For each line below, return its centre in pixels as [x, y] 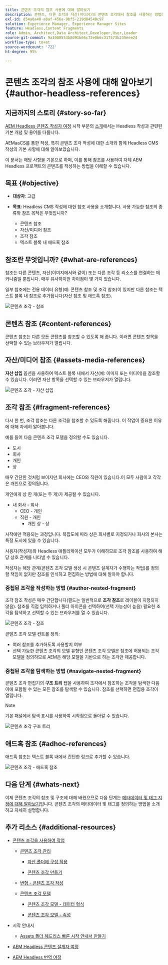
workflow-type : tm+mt [28, 42]
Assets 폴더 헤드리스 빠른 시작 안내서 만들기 [63, 936]
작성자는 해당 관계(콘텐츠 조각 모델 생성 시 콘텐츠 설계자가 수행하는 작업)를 [77, 567]
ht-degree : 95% [21, 51]
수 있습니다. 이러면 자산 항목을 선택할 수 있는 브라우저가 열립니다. [68, 379]
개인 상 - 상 [38, 523]
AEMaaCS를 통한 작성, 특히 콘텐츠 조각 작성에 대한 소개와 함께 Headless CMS [82, 142]
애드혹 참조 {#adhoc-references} [56, 744]
